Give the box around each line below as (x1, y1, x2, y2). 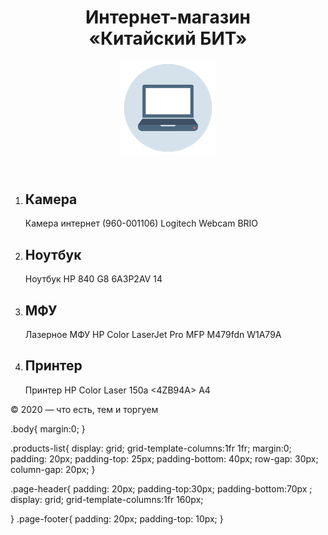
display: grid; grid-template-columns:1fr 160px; (10, 493, 204, 505)
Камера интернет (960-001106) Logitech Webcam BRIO (24, 217, 259, 230)
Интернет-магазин (85, 6, 251, 29)
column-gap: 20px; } (10, 463, 96, 475)
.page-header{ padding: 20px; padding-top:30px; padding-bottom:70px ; (10, 482, 313, 495)
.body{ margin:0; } (10, 422, 86, 435)
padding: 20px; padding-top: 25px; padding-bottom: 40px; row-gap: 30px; (10, 452, 319, 465)
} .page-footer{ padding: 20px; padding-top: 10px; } (10, 512, 224, 525)
